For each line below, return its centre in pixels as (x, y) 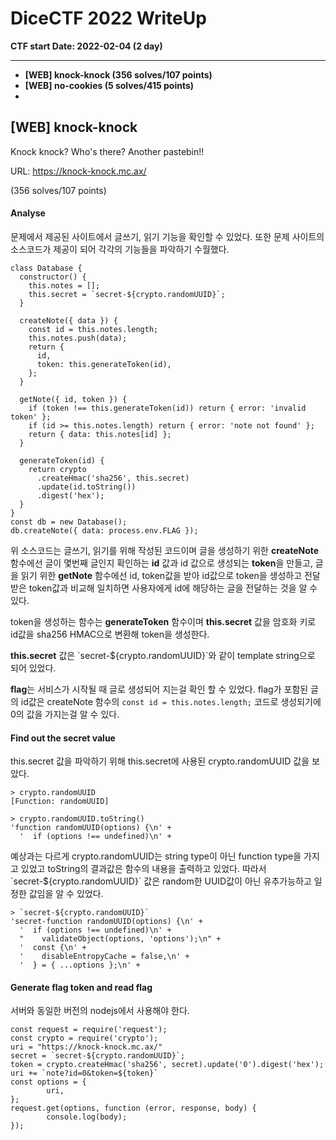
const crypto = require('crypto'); (84, 1038)
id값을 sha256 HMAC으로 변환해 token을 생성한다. (110, 634)
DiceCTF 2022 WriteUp (108, 18)
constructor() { (53, 277)
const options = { (48, 1082)
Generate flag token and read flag (81, 987)
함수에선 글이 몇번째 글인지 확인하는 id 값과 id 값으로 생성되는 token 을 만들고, (161, 563)
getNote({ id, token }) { (73, 399)
